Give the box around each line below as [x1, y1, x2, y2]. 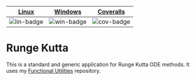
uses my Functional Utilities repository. [6, 67, 101, 74]
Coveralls [97, 8, 125, 15]
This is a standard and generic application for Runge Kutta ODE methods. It [6, 60, 190, 68]
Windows [54, 8, 82, 15]
